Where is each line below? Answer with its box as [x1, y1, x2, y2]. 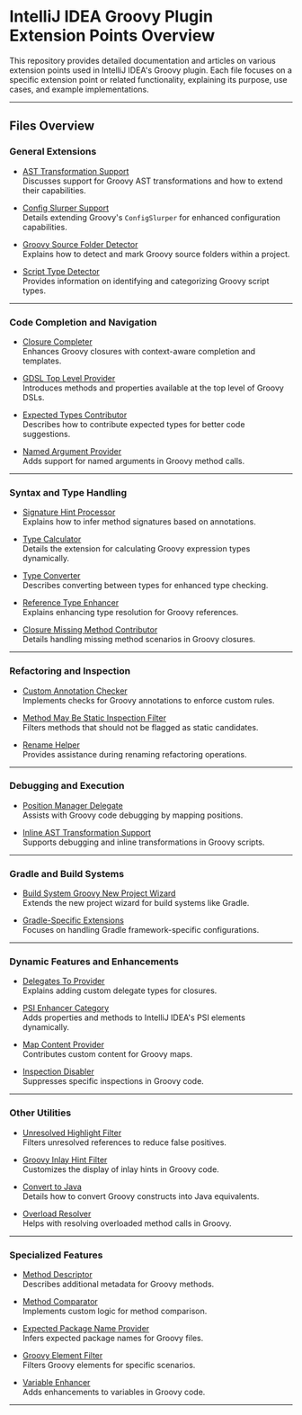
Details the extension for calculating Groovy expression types [22, 543, 251, 554]
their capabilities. [22, 184, 87, 195]
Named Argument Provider [22, 445, 122, 456]
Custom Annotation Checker [22, 685, 128, 696]
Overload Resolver [22, 1208, 92, 1219]
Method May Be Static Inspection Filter [22, 712, 166, 723]
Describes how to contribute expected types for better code [22, 418, 245, 429]
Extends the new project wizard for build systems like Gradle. [22, 898, 250, 909]
